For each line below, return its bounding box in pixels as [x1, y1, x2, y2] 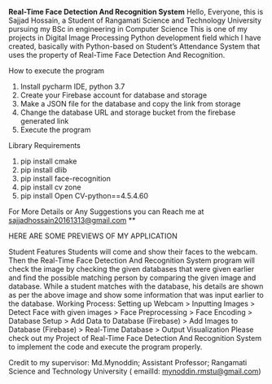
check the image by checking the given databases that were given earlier [8, 264, 255, 273]
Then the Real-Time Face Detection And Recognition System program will [8, 255, 255, 265]
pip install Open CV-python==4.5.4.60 [20, 191, 149, 200]
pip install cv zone [20, 182, 81, 192]
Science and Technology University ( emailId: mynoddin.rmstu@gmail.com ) [8, 366, 261, 376]
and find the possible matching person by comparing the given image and [8, 273, 257, 282]
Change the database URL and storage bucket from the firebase [20, 107, 236, 117]
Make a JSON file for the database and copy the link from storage [20, 99, 241, 108]
